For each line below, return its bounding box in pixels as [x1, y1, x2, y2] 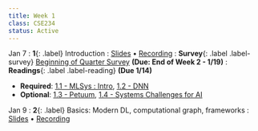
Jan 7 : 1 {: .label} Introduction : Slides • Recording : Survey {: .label [8, 49, 228, 59]
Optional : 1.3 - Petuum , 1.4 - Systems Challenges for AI [19, 90, 203, 100]
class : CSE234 [8, 19, 56, 27]
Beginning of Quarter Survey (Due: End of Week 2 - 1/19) [35, 57, 224, 67]
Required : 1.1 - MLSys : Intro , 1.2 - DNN [19, 81, 150, 91]
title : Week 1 [8, 11, 56, 20]
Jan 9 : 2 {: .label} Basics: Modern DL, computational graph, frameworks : [8, 105, 250, 115]
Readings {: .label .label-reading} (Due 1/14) [8, 66, 152, 76]
